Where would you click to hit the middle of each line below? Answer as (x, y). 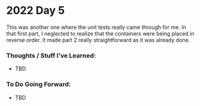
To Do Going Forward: (38, 84)
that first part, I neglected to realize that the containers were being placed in (100, 33)
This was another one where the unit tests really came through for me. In (96, 27)
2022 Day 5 (35, 11)
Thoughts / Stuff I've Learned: (51, 55)
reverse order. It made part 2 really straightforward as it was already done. (98, 40)
